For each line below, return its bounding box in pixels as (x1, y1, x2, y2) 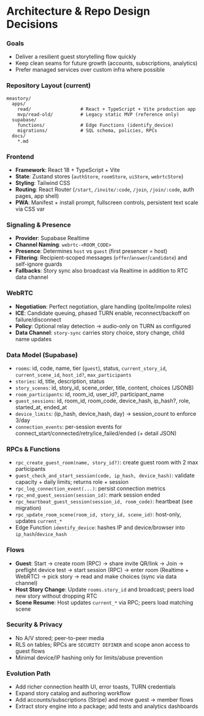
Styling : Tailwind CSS (15, 179, 70, 187)
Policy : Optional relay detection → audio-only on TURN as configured (15, 322, 191, 330)
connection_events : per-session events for (15, 423, 123, 430)
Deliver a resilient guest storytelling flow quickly (15, 53, 137, 61)
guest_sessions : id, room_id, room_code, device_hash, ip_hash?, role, (15, 397, 191, 404)
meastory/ (6, 95, 32, 102)
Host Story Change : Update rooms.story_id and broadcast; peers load (15, 586, 194, 593)
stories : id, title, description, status (15, 377, 105, 385)
